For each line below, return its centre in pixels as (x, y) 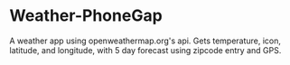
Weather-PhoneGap (86, 16)
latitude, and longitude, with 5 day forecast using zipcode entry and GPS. (145, 50)
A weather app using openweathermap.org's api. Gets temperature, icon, (145, 41)
